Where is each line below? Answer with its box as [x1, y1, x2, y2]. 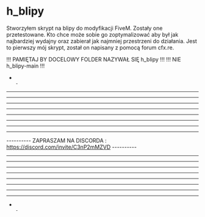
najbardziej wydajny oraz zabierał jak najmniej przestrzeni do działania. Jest [6, 37, 197, 44]
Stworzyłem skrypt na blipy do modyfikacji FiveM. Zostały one [6, 24, 163, 32]
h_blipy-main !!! [6, 62, 45, 69]
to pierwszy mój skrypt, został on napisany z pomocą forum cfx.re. [6, 44, 174, 51]
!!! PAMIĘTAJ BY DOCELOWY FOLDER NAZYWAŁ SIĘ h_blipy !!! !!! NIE [6, 55, 181, 63]
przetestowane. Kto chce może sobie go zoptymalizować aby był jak [6, 30, 179, 38]
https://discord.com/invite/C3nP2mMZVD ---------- [6, 143, 137, 151]
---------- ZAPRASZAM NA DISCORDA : [6, 137, 107, 144]
